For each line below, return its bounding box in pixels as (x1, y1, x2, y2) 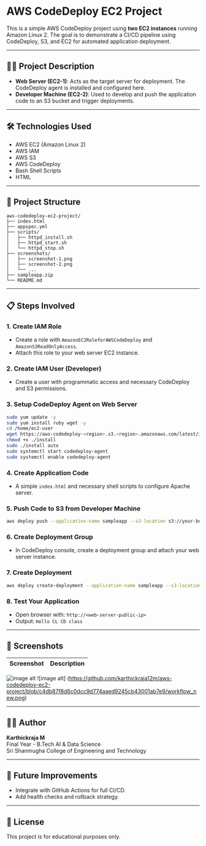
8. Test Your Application (6, 597, 80, 606)
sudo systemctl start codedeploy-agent (6, 448, 109, 455)
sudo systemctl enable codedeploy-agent (6, 454, 112, 460)
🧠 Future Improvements (6, 770, 98, 780)
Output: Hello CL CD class (15, 617, 83, 625)
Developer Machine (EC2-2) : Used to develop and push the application (15, 90, 196, 98)
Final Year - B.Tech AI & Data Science (6, 740, 101, 748)
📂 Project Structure (6, 196, 81, 207)
